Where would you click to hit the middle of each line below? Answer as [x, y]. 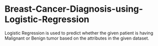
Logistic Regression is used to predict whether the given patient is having [79, 33]
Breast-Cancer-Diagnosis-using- [74, 9]
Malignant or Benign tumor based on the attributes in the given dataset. [77, 38]
